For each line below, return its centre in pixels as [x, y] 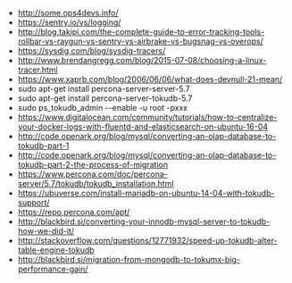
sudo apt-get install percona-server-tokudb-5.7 [105, 98]
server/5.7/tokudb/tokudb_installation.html [96, 183]
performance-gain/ [53, 269]
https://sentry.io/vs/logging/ [69, 22]
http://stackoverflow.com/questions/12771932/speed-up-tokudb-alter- [148, 241]
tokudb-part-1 [43, 146]
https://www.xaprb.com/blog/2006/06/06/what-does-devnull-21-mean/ [150, 79]
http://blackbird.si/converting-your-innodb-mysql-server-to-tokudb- [144, 221]
